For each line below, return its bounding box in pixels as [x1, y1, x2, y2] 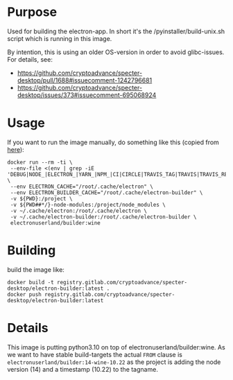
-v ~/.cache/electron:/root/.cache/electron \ [10, 207, 148, 214]
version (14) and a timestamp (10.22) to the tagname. [7, 365, 158, 373]
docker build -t [7, 279, 54, 286]
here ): [7, 145, 24, 153]
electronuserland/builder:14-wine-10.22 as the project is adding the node [7, 358, 221, 366]
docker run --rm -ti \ [7, 159, 73, 166]
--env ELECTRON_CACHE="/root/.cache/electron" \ [10, 183, 154, 190]
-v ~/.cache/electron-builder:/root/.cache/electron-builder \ [10, 213, 197, 221]
